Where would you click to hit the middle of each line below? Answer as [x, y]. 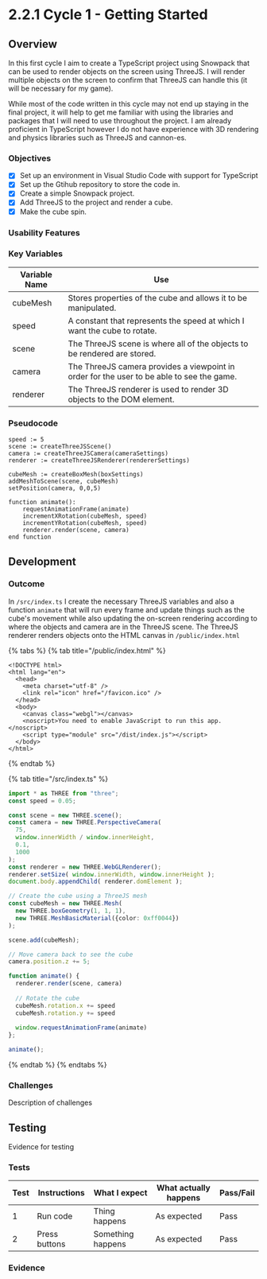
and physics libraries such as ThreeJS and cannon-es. [97, 138]
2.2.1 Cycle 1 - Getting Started [108, 15]
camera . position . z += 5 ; [49, 962]
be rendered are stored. [112, 353]
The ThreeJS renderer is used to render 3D [148, 389]
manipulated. [92, 308]
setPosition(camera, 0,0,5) [55, 488]
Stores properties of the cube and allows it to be [158, 297]
